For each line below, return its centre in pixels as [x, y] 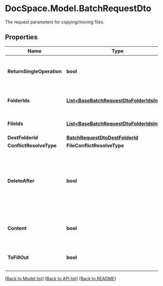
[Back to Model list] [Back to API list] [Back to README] [61, 278]
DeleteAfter [21, 180]
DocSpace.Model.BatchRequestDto [78, 9]
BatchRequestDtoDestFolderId [102, 138]
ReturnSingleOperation [35, 71]
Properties [21, 37]
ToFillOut [18, 257]
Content [17, 228]
